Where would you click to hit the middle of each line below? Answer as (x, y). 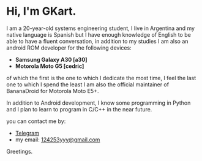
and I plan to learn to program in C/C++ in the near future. (79, 109)
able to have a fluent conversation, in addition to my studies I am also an (97, 41)
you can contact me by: (36, 121)
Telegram (27, 133)
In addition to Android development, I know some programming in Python (99, 103)
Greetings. (20, 151)
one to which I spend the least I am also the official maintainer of (88, 84)
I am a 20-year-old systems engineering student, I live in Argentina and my (100, 28)
